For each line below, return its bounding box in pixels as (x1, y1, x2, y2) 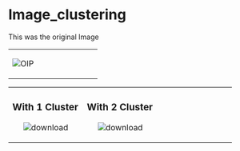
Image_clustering (8, 6, 126, 24)
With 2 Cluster (86, 101, 154, 113)
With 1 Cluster (12, 101, 78, 113)
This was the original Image (8, 32, 99, 42)
